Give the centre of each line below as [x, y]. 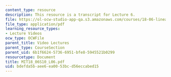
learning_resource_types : [33, 29]
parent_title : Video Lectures [37, 43]
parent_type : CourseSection [35, 48]
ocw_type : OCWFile [25, 38]
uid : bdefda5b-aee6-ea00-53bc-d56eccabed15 [52, 66]
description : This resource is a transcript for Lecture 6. [70, 15]
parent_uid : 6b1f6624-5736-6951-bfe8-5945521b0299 [60, 52]
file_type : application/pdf [35, 24]
